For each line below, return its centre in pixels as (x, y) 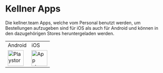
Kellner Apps (33, 9)
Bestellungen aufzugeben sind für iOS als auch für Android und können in (82, 28)
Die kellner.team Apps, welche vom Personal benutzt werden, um (73, 23)
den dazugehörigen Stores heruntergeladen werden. (60, 33)
